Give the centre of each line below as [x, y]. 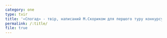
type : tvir [16, 14]
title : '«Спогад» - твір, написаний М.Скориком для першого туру [74, 19]
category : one [20, 10]
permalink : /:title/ [27, 23]
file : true [16, 28]
